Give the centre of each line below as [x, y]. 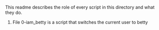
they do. [14, 12]
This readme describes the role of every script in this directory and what [80, 7]
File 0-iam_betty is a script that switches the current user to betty [80, 22]
